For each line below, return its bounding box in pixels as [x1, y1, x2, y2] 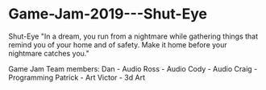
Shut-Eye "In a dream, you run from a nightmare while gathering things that [8, 31, 259, 41]
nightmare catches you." [8, 48, 90, 58]
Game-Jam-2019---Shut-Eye [8, 5, 208, 23]
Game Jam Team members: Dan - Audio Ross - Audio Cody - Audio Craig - [8, 63, 258, 73]
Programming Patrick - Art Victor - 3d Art [8, 72, 146, 82]
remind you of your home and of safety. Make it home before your [8, 39, 227, 49]
